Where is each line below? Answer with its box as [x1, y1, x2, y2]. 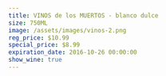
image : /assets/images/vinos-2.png [8, 26, 127, 34]
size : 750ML [8, 19, 48, 27]
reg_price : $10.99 [8, 33, 69, 42]
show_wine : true [8, 56, 62, 64]
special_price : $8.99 [8, 41, 81, 49]
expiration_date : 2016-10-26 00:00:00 [8, 48, 137, 56]
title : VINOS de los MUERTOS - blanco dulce [8, 11, 159, 20]
